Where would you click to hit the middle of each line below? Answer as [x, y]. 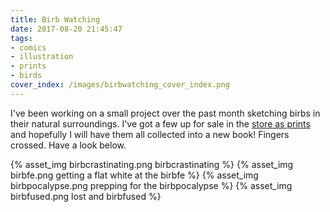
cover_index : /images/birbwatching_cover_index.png [120, 85]
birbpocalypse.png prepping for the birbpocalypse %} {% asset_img [151, 185]
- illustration [42, 57]
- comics [28, 47]
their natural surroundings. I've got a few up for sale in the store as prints [160, 123]
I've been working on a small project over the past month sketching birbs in [165, 113]
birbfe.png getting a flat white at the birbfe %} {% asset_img [134, 175]
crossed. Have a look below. [68, 145]
